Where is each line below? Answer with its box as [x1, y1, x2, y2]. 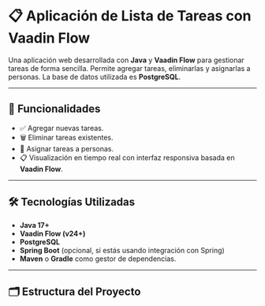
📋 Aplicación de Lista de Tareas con [8, 7, 252, 25]
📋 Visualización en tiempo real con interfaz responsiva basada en [19, 152, 235, 162]
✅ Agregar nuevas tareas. [19, 123, 104, 132]
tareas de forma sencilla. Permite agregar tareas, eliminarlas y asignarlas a [8, 63, 251, 73]
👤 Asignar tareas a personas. [19, 144, 114, 153]
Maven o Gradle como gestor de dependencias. [19, 254, 177, 263]
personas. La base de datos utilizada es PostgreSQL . [8, 72, 181, 81]
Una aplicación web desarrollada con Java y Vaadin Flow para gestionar [8, 55, 244, 65]
